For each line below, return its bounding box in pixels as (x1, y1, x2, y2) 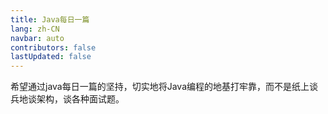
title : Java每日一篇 (10, 14, 90, 25)
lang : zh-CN (10, 24, 60, 34)
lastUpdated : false (10, 52, 92, 62)
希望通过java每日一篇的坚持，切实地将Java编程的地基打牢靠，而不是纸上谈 (10, 81, 319, 93)
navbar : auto (10, 33, 65, 43)
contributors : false (10, 42, 97, 53)
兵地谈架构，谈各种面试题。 (10, 93, 125, 105)
